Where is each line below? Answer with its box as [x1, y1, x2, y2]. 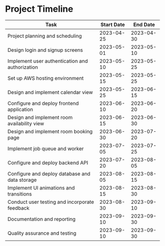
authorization [7, 64, 38, 71]
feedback [7, 204, 29, 211]
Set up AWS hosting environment [7, 74, 84, 81]
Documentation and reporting [7, 216, 76, 222]
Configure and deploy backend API [7, 159, 88, 166]
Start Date [100, 21, 125, 28]
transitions [7, 190, 32, 197]
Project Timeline [5, 3, 74, 15]
